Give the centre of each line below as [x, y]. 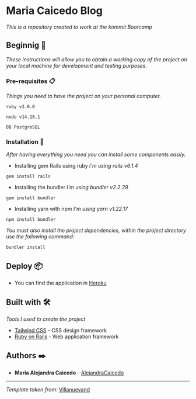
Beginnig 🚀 [26, 45]
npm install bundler [31, 220]
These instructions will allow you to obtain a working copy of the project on [97, 59]
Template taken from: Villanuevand [48, 389]
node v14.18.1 [23, 117]
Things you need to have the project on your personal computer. [84, 96]
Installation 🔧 [25, 141]
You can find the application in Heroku [60, 283]
